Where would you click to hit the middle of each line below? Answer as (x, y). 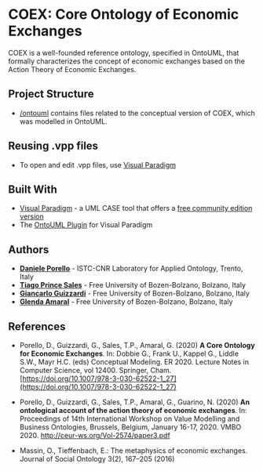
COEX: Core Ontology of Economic (124, 14)
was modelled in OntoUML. (63, 121)
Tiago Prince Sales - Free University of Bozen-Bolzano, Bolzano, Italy (132, 285)
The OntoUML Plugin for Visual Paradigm (86, 225)
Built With (33, 189)
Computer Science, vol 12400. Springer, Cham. (95, 370)
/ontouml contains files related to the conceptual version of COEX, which (137, 113)
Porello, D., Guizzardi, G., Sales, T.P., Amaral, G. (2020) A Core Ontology (137, 345)
